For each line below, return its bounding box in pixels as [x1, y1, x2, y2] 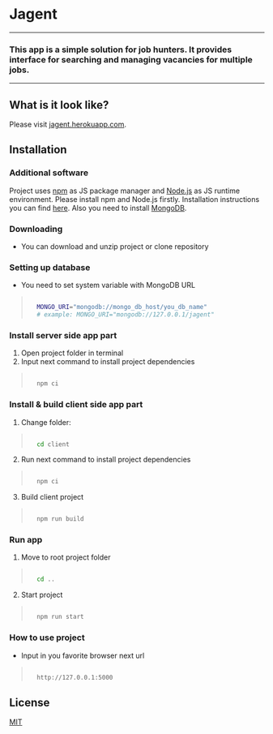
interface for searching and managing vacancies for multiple [9, 54, 254, 65]
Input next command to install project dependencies [20, 357, 195, 367]
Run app [9, 534, 43, 546]
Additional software [9, 167, 89, 178]
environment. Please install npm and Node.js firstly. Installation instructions [9, 194, 260, 204]
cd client [36, 440, 70, 449]
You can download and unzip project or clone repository [20, 242, 209, 251]
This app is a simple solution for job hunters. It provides [9, 44, 232, 55]
